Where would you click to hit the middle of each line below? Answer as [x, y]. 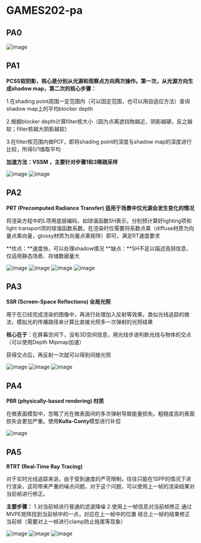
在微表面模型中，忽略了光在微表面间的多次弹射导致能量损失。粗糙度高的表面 [100, 414]
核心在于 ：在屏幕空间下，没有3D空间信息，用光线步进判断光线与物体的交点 [99, 335]
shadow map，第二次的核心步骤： [54, 88]
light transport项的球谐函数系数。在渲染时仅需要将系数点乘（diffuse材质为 [98, 228]
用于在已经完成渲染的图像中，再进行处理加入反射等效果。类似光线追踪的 [95, 315]
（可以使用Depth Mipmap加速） [45, 342]
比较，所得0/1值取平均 [33, 149]
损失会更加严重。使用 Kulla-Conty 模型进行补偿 [64, 421]
